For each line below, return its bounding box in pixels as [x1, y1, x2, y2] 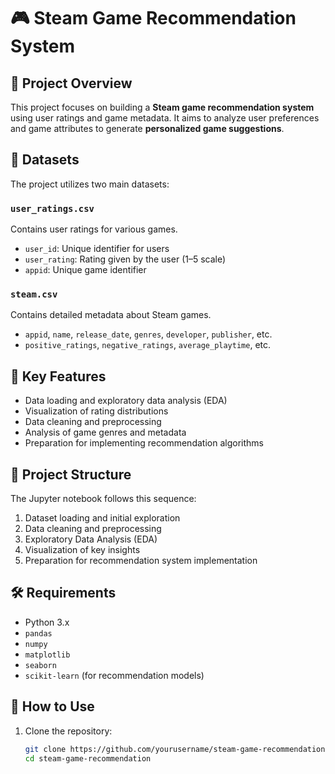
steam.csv [10, 289, 58, 300]
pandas [24, 628, 53, 639]
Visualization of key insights [24, 544, 141, 556]
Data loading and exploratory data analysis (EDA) [24, 395, 228, 407]
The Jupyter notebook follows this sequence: [10, 493, 197, 505]
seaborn [24, 660, 57, 670]
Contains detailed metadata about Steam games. [10, 309, 212, 321]
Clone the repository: [24, 725, 113, 737]
